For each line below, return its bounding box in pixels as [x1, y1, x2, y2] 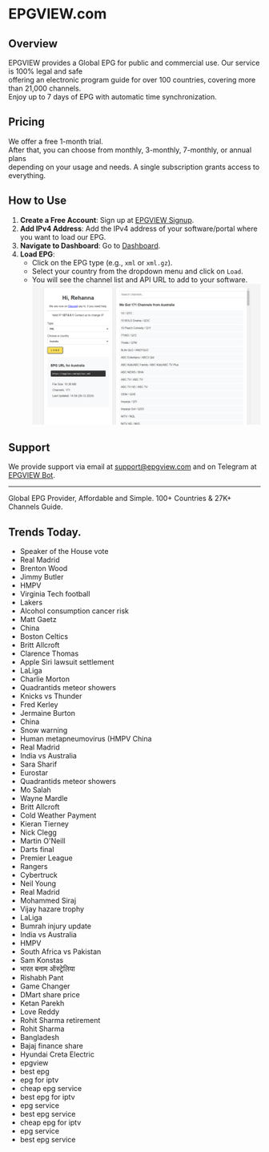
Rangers [19, 861, 48, 871]
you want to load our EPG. [19, 232, 106, 241]
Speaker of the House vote [19, 546, 109, 556]
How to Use [8, 194, 67, 208]
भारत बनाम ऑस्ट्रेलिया [19, 964, 75, 973]
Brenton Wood [19, 563, 68, 573]
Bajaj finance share [19, 1041, 84, 1050]
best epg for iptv [19, 1092, 75, 1101]
